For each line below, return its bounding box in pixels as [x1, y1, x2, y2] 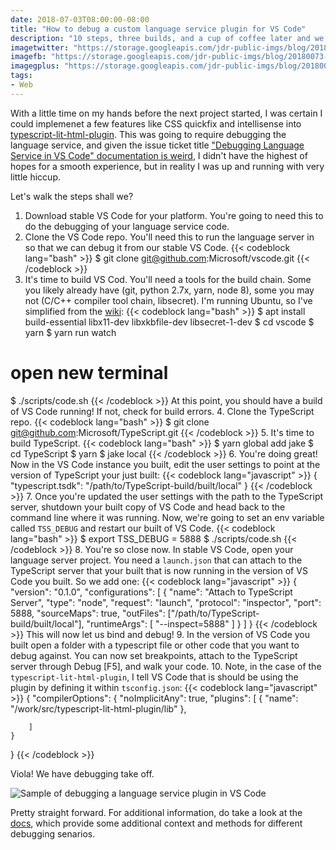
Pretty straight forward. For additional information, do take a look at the [10, 806, 303, 818]
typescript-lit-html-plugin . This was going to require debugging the [10, 128, 287, 140]
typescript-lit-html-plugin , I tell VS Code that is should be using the [10, 671, 299, 683]
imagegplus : [10, 61, 60, 71]
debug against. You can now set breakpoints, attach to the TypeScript [10, 649, 298, 661]
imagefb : [10, 52, 47, 62]
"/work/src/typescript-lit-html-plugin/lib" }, [10, 702, 187, 715]
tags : [10, 71, 33, 81]
